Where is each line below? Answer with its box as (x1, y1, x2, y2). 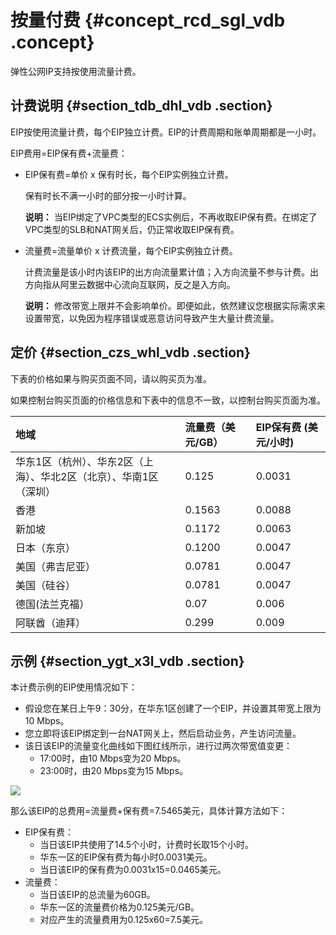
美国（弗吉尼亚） (15, 559, 97, 573)
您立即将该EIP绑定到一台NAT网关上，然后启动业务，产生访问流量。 (24, 727, 302, 740)
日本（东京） (15, 541, 77, 555)
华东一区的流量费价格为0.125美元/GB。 (39, 901, 200, 913)
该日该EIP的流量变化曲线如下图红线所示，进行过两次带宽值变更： (24, 740, 293, 752)
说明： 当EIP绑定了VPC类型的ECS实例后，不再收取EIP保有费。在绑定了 (24, 211, 318, 223)
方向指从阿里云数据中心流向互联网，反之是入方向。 (24, 278, 236, 290)
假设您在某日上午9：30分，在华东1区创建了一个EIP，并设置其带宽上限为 (24, 702, 322, 715)
